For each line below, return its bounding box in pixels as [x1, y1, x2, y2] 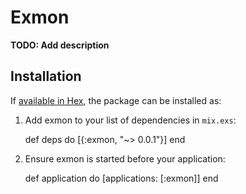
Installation [10, 68, 82, 85]
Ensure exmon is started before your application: [24, 152, 226, 165]
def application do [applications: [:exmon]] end [24, 172, 219, 184]
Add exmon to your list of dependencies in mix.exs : [24, 114, 237, 126]
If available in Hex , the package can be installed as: [10, 94, 222, 106]
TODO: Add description [10, 39, 110, 51]
